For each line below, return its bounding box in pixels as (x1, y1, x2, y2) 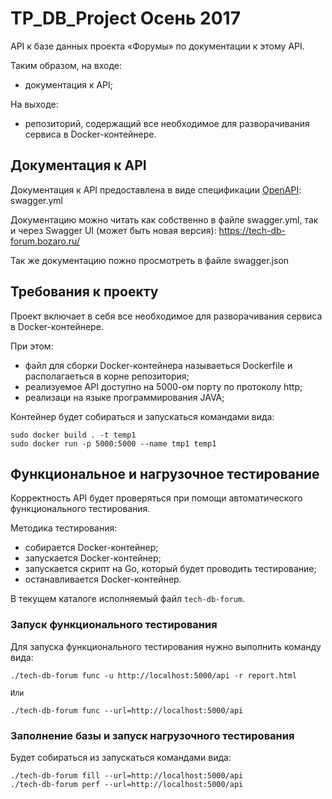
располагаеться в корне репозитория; (24, 370, 190, 382)
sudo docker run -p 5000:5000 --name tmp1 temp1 (10, 438, 217, 449)
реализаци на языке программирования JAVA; (24, 391, 225, 403)
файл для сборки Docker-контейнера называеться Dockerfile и (24, 359, 293, 371)
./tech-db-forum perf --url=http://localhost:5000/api (10, 779, 244, 789)
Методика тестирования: (10, 522, 118, 534)
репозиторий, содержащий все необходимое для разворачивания (24, 117, 310, 129)
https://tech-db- (218, 224, 287, 236)
